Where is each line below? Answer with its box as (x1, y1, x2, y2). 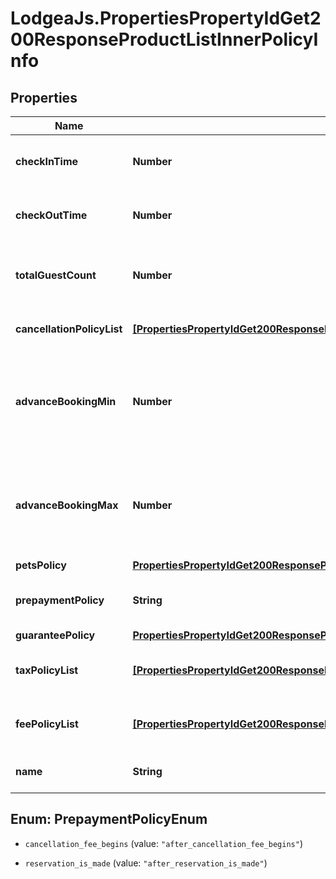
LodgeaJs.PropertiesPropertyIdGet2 (10, 7, 322, 30)
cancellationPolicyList (15, 322, 123, 336)
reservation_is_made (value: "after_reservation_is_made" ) (24, 857, 268, 869)
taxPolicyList (15, 663, 79, 677)
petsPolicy (15, 558, 67, 572)
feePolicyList (15, 717, 79, 731)
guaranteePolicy (15, 628, 96, 642)
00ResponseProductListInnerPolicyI (10, 28, 319, 51)
